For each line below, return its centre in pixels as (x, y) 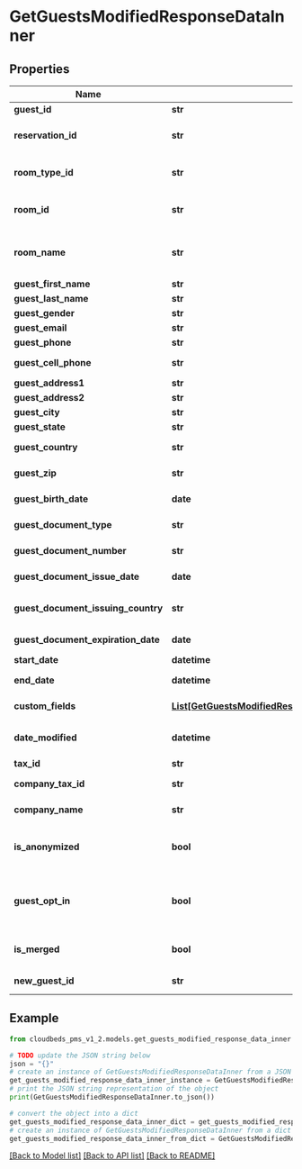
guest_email (40, 328)
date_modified (46, 738)
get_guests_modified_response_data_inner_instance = (110, 1081)
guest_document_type (63, 525)
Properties (40, 69)
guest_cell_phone (53, 362)
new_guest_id (44, 981)
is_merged (37, 949)
